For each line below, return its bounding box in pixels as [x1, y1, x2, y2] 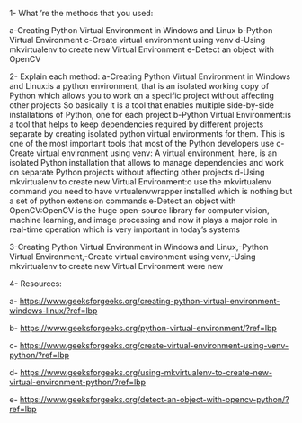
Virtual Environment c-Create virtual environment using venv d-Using [9, 35, 266, 45]
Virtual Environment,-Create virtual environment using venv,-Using [9, 251, 256, 262]
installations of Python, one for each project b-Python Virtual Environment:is [9, 110, 292, 120]
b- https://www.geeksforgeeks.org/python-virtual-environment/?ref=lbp [9, 323, 277, 333]
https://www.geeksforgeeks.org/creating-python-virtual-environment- [19, 296, 280, 306]
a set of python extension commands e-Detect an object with [9, 195, 236, 206]
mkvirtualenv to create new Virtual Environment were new [9, 261, 224, 271]
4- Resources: [9, 278, 63, 289]
